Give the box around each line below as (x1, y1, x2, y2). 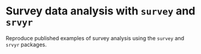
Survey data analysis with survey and (5, 4, 196, 18)
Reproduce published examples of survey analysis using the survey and (5, 34, 185, 41)
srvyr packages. (5, 41, 47, 48)
